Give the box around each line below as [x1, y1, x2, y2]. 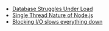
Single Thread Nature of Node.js [12, 12, 93, 19]
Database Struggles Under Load [12, 5, 93, 12]
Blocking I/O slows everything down [12, 18, 103, 25]
